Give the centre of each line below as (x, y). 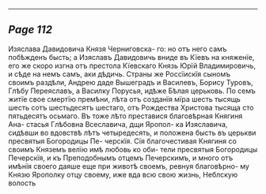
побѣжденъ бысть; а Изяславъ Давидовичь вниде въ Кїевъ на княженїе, (131, 57)
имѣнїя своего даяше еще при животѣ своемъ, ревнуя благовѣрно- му (129, 166)
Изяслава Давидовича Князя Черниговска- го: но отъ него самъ (118, 49)
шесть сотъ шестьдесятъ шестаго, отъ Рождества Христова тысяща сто (131, 107)
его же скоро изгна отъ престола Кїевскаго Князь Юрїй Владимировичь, (132, 65)
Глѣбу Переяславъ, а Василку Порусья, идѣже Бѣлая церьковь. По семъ (132, 91)
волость (22, 183)
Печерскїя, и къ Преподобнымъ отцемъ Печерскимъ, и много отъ (121, 158)
